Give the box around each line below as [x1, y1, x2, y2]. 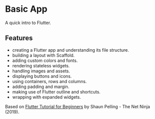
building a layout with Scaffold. [12, 52, 75, 58]
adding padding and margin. [12, 84, 70, 89]
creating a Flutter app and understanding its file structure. [12, 47, 129, 53]
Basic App [5, 3, 48, 15]
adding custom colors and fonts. [12, 58, 78, 63]
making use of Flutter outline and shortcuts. [12, 89, 101, 94]
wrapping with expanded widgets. [12, 94, 81, 100]
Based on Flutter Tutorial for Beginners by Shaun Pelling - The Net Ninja [5, 103, 151, 109]
